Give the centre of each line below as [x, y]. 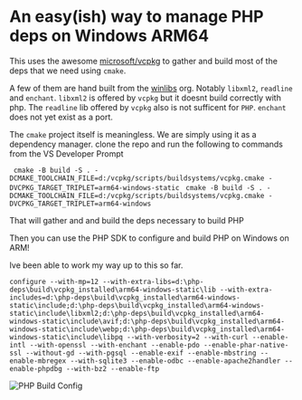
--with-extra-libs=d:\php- [153, 281]
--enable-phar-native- [246, 345]
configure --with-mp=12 [54, 281]
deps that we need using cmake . [68, 71]
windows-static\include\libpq [66, 337]
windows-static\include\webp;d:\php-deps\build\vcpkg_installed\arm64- [147, 329]
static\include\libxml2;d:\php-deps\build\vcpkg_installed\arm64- [137, 313]
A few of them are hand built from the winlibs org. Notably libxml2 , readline [151, 88]
